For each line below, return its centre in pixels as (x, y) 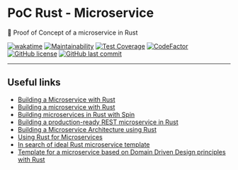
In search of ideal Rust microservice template (84, 144)
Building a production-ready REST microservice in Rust (98, 122)
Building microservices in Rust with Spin (76, 114)
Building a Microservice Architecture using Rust (87, 129)
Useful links (34, 83)
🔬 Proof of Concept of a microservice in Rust (73, 32)
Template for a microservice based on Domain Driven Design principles (121, 152)
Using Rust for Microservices (60, 137)
